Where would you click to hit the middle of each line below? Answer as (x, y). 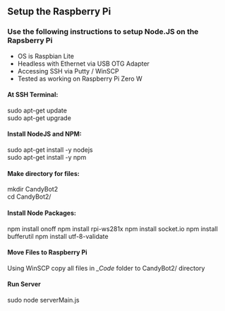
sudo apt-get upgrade (39, 118)
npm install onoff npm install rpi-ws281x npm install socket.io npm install (113, 228)
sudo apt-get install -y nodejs (50, 150)
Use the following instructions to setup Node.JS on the (103, 32)
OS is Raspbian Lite (45, 56)
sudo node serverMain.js (43, 300)
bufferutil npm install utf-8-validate (58, 236)
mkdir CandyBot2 (33, 189)
